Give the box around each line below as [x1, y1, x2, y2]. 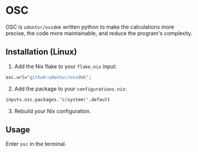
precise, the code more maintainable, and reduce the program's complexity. [5, 29, 193, 36]
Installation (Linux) [5, 47, 77, 57]
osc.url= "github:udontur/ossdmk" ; [5, 74, 92, 80]
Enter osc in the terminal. [5, 141, 66, 148]
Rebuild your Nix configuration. [14, 107, 91, 114]
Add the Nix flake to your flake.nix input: [14, 63, 117, 70]
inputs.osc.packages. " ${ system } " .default [5, 97, 111, 103]
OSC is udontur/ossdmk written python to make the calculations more [5, 23, 175, 30]
